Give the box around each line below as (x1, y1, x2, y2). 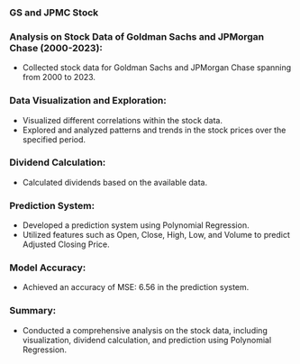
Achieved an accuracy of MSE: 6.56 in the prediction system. (22, 282, 250, 293)
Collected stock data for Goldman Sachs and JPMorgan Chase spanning (22, 62, 292, 73)
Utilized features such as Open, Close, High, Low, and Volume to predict (22, 230, 290, 241)
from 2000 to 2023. (22, 72, 96, 83)
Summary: (9, 305, 57, 317)
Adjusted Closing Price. (22, 239, 110, 250)
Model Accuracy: (9, 261, 86, 274)
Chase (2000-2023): (9, 41, 104, 54)
